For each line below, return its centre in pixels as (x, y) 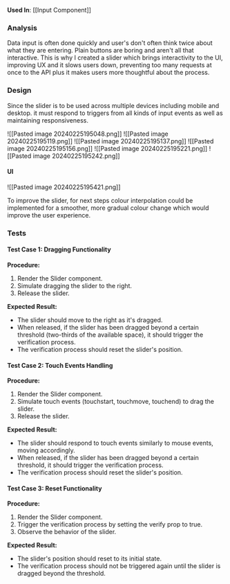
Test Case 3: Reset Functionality (55, 488)
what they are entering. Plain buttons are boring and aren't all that (101, 51)
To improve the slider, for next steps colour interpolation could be (100, 200)
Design (19, 91)
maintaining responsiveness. (48, 120)
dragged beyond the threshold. (61, 574)
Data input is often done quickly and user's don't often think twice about (110, 43)
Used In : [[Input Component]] (49, 10)
